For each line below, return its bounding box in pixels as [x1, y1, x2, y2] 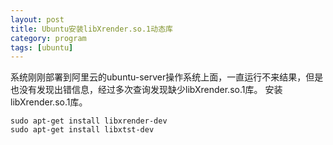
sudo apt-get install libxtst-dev [10, 125, 155, 135]
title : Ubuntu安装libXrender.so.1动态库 [10, 24, 173, 34]
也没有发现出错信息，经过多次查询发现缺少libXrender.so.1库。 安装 [10, 84, 283, 96]
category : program [10, 33, 87, 43]
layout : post [10, 14, 65, 25]
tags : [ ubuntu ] [10, 42, 74, 53]
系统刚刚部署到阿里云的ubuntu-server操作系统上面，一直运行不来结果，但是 [10, 71, 324, 83]
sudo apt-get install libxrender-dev [10, 116, 168, 126]
